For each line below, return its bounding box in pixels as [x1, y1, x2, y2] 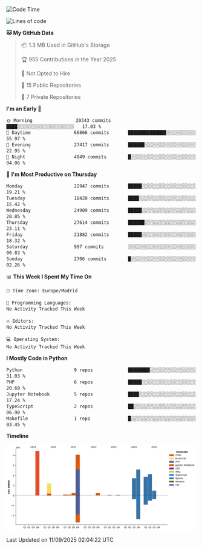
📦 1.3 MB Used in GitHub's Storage [21, 41, 110, 49]
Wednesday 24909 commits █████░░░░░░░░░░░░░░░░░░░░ [6, 207, 197, 214]
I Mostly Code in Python [6, 355, 68, 362]
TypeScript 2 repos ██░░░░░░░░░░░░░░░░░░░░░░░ [6, 403, 197, 409]
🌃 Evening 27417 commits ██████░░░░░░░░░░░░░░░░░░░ [6, 142, 197, 148]
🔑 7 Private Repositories [21, 93, 81, 100]
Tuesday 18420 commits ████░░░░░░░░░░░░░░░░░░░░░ [6, 195, 197, 201]
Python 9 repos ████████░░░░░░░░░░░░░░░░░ [6, 367, 197, 373]
